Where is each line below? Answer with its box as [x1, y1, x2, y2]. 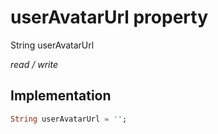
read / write [10, 58, 58, 70]
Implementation [10, 87, 112, 105]
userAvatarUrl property [10, 6, 209, 29]
